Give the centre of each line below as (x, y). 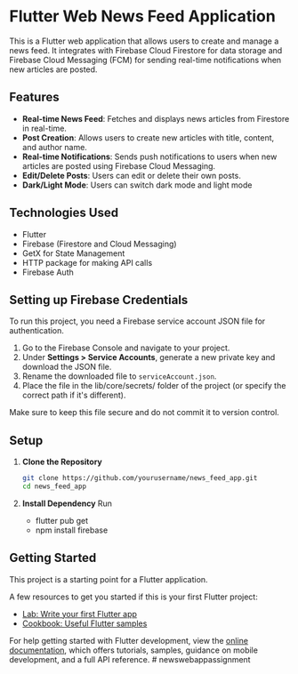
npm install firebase (72, 530)
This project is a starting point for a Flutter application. (109, 579)
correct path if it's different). (74, 395)
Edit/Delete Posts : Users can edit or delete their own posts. (132, 175)
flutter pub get (62, 520)
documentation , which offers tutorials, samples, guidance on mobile (133, 650)
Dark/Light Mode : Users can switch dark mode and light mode (137, 185)
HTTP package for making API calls (87, 262)
